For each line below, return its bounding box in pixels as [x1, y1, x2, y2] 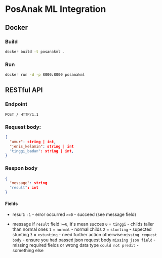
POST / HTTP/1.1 [5, 112, 39, 117]
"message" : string [9, 181, 48, 186]
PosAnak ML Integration [5, 3, 106, 15]
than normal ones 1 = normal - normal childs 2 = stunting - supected [12, 226, 152, 232]
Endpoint [5, 101, 28, 107]
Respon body [5, 165, 38, 172]
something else [12, 248, 44, 254]
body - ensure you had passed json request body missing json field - [12, 237, 156, 243]
